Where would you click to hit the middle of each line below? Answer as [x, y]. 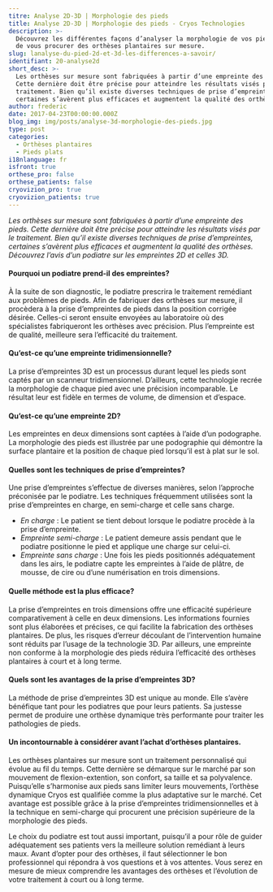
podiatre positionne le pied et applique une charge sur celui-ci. [126, 547]
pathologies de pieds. [45, 723]
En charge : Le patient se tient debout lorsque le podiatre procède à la [137, 521]
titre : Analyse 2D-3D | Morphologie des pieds [89, 16]
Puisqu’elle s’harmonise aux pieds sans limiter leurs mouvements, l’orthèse [134, 786]
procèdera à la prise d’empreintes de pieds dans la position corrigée [123, 309]
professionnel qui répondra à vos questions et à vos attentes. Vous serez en [135, 863]
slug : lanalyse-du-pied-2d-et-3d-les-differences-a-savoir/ [113, 54]
